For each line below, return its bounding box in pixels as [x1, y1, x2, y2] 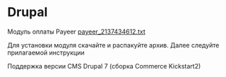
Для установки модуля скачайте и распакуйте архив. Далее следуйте [7, 41, 220, 49]
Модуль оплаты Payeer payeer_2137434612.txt [7, 27, 146, 36]
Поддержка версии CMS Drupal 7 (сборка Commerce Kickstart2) [7, 62, 201, 70]
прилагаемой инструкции [7, 48, 85, 57]
